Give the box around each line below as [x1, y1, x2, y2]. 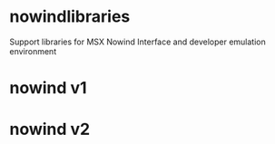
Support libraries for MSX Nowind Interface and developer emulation [9, 36, 266, 47]
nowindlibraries [9, 6, 131, 27]
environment [9, 45, 57, 56]
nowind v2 [9, 120, 91, 139]
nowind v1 [9, 78, 88, 99]
